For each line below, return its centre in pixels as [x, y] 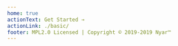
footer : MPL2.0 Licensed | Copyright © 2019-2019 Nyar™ [89, 32]
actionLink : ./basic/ [38, 26]
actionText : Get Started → [46, 20]
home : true [23, 13]
